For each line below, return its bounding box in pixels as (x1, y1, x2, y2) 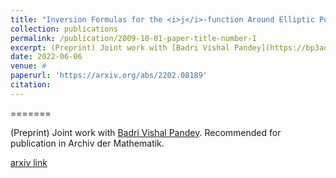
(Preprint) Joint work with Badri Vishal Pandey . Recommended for (10, 126, 282, 138)
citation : (10, 80, 52, 90)
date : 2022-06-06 (10, 52, 83, 62)
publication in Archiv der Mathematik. (10, 137, 165, 149)
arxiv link (10, 156, 48, 168)
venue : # (10, 61, 47, 71)
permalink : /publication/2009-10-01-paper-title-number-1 (10, 33, 257, 43)
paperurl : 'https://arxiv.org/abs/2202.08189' (10, 71, 208, 81)
